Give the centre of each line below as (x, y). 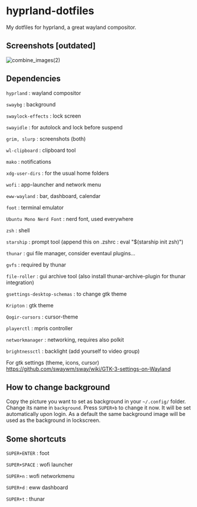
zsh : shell (18, 230)
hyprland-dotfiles (50, 11)
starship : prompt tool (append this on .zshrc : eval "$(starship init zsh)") (95, 242)
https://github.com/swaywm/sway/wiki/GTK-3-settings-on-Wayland (88, 369)
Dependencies (33, 79)
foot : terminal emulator (35, 207)
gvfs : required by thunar (36, 265)
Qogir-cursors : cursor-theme (42, 317)
